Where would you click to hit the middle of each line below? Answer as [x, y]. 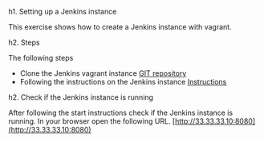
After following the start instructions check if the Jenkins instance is [121, 112]
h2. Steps [24, 42]
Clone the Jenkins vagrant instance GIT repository [103, 73]
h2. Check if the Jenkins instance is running [81, 97]
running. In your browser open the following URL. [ [92, 121]
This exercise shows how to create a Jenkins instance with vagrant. [120, 27]
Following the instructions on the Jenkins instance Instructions [123, 82]
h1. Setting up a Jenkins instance [63, 12]
